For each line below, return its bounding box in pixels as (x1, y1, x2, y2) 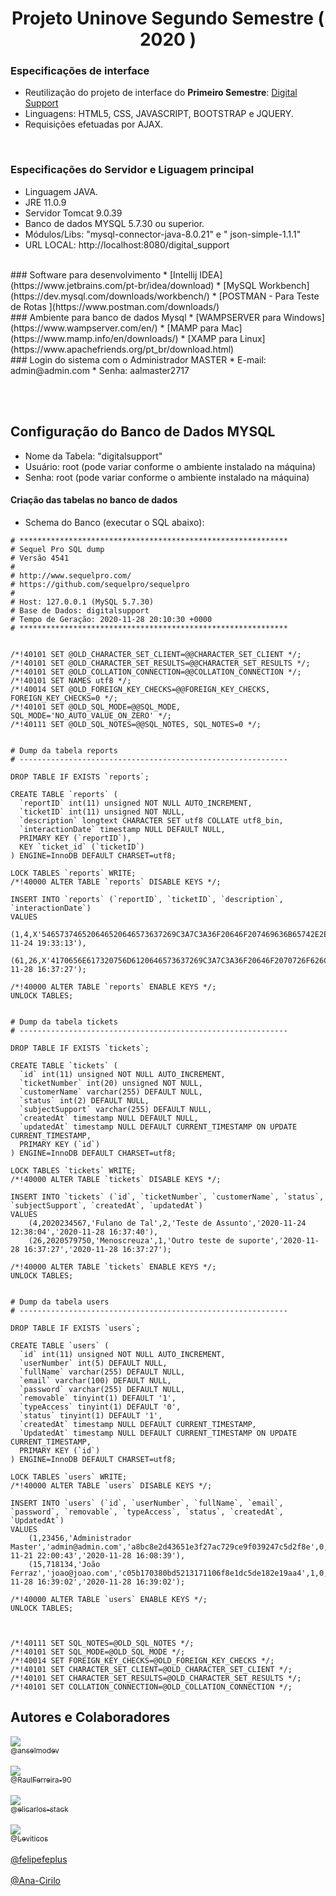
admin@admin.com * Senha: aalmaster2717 (10, 364, 190, 376)
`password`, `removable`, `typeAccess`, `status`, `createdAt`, (10, 1507, 284, 1517)
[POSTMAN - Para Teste (218, 290, 320, 302)
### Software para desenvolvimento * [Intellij (10, 268, 198, 281)
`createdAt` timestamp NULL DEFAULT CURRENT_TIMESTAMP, (19, 1419, 257, 1429)
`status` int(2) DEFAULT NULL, (19, 1095, 150, 1106)
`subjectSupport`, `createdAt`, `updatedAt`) (10, 1200, 203, 1211)
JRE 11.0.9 (24, 196, 67, 208)
